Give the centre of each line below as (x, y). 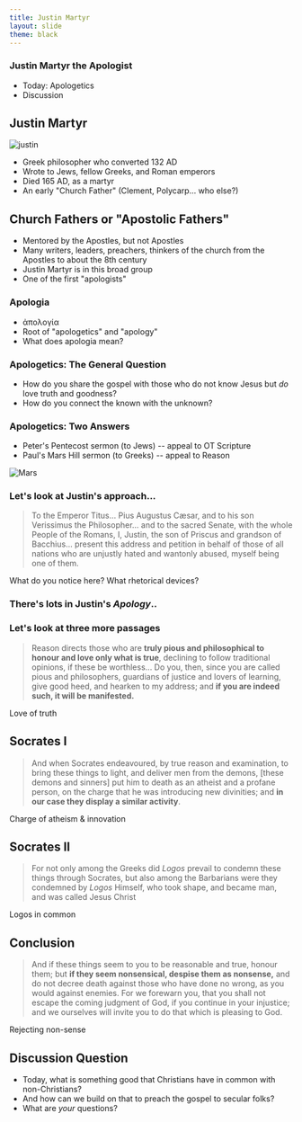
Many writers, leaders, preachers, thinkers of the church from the (143, 250)
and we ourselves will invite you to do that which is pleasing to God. (157, 1012)
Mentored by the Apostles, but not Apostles (103, 241)
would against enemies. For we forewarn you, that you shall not (149, 993)
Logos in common (43, 914)
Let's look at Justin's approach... (83, 496)
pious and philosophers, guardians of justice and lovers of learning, (156, 676)
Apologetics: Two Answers (70, 426)
